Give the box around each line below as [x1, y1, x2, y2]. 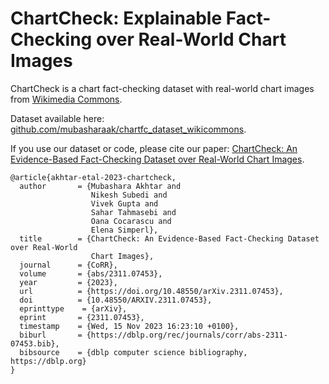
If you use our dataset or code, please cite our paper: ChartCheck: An [10, 142, 298, 154]
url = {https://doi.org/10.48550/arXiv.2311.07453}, [19, 286, 284, 296]
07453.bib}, [10, 338, 60, 349]
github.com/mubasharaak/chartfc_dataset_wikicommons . [10, 123, 247, 135]
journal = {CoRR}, [19, 260, 118, 270]
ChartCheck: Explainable [10, 7, 223, 30]
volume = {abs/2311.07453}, [19, 268, 163, 279]
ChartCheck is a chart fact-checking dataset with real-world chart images [10, 82, 315, 94]
